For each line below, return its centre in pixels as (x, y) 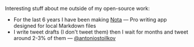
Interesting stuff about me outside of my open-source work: (77, 8)
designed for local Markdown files (55, 26)
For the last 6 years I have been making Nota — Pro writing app (90, 19)
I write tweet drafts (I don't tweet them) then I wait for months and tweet (101, 32)
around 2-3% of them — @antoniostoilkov (64, 38)
